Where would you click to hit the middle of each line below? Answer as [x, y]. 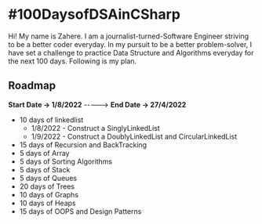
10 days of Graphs [49, 194]
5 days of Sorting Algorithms [65, 161]
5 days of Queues [48, 178]
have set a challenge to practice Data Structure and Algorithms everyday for [131, 52]
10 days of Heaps [47, 203]
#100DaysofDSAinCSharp [94, 14]
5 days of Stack [45, 169]
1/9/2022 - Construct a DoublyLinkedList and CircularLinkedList [134, 136]
